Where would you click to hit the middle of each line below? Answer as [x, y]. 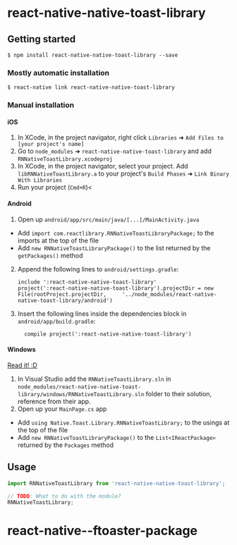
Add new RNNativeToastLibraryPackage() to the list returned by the [114, 247]
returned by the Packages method [66, 445]
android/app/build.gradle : [56, 321]
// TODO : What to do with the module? [64, 496]
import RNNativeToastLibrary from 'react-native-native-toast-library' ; [116, 483]
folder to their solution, [179, 393]
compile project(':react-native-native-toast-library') [108, 334]
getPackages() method [50, 255]
